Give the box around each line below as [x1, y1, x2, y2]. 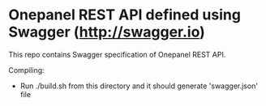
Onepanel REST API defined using [8, 6, 242, 24]
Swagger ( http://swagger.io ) [8, 23, 205, 41]
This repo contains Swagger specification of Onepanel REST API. [8, 49, 226, 59]
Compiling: [8, 65, 45, 74]
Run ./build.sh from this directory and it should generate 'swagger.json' [19, 81, 258, 91]
